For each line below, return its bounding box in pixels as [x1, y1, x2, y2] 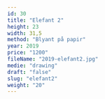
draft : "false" [7, 68, 52, 75]
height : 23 [7, 23, 39, 30]
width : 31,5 [7, 29, 42, 37]
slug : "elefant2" [7, 75, 58, 82]
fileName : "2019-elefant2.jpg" [7, 56, 99, 63]
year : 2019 [7, 43, 39, 49]
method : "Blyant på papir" [7, 36, 86, 43]
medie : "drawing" [7, 62, 58, 69]
